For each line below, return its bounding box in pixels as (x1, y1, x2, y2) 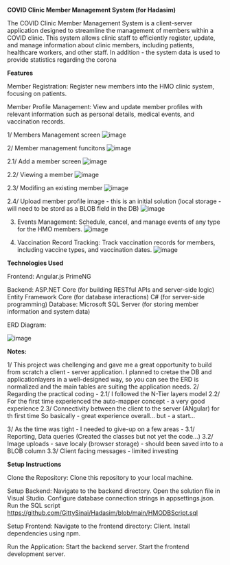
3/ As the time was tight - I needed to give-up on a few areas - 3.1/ (7, 425, 195, 433)
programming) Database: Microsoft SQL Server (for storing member (7, 300, 199, 308)
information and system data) (7, 308, 91, 315)
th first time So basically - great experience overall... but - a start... (7, 412, 196, 419)
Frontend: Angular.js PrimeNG (7, 273, 91, 280)
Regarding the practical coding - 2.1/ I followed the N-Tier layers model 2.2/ (7, 390, 220, 397)
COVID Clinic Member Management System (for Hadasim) (7, 6, 176, 14)
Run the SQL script (7, 501, 60, 509)
